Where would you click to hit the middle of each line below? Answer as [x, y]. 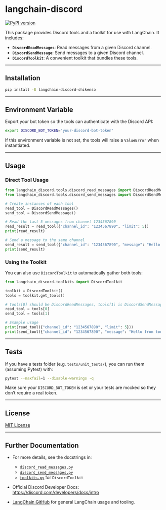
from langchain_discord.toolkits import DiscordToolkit [64, 282]
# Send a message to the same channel [45, 240]
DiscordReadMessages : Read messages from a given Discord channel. [82, 47]
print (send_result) [25, 249]
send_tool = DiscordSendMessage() [41, 213]
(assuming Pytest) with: [29, 369]
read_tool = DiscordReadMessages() [42, 208]
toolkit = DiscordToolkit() [34, 291]
